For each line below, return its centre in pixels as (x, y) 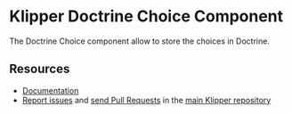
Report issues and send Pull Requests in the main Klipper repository (146, 100)
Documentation (50, 90)
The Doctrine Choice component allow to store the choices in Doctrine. (139, 41)
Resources (40, 69)
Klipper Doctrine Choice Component (146, 16)
